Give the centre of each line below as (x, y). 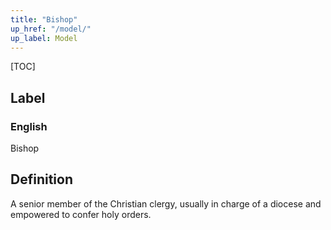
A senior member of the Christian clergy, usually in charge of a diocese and (166, 203)
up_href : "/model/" (51, 29)
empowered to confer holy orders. (81, 214)
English (29, 126)
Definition (41, 179)
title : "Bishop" (44, 19)
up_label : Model (44, 38)
